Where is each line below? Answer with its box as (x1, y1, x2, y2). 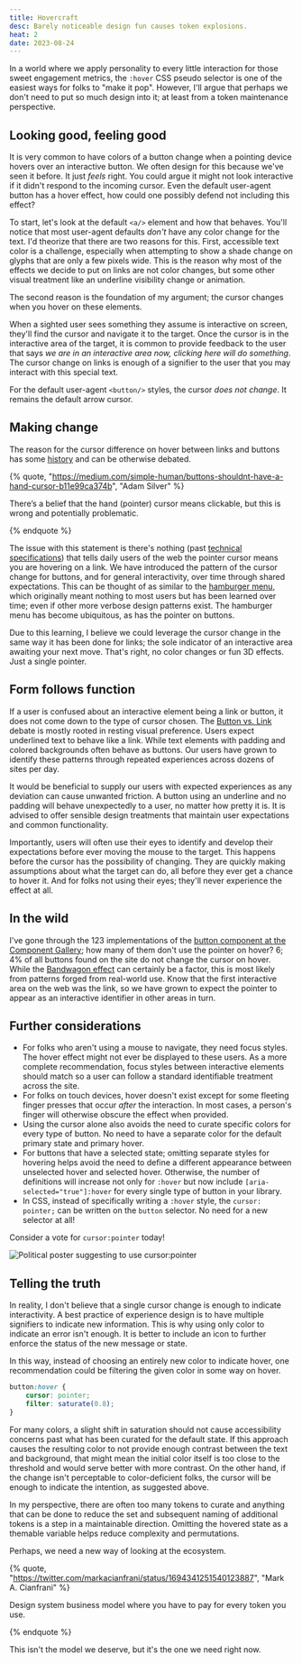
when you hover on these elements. (9, 301, 142, 312)
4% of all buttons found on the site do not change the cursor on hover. (9, 953, 271, 965)
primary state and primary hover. (22, 1138, 145, 1149)
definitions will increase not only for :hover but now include (22, 1176, 243, 1187)
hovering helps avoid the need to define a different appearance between (22, 1157, 292, 1168)
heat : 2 (9, 30, 39, 39)
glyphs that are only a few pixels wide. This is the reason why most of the (9, 255, 282, 266)
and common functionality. (9, 819, 109, 830)
